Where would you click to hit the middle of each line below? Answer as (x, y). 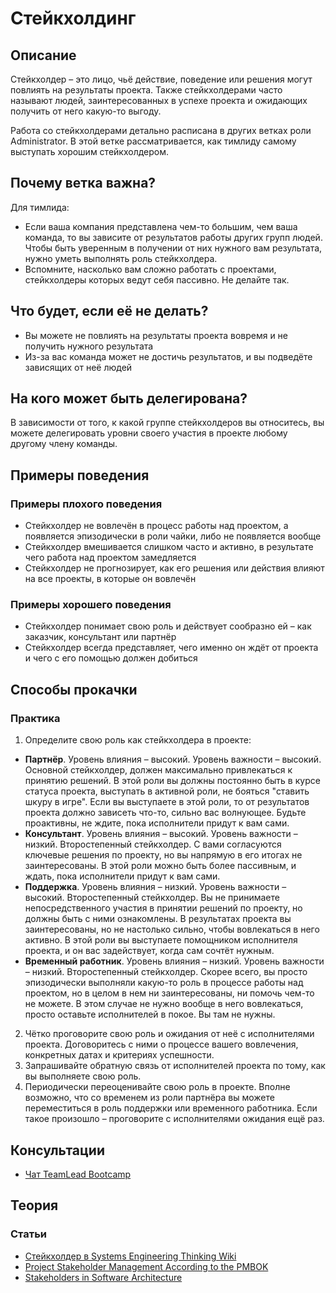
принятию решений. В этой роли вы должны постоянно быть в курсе (172, 781)
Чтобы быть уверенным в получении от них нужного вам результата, (173, 248)
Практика (35, 718)
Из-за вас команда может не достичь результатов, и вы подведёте (168, 356)
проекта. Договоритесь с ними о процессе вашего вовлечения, (161, 1044)
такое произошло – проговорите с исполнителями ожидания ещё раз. (174, 1119)
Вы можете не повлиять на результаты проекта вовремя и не (156, 335)
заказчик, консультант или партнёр (100, 637)
